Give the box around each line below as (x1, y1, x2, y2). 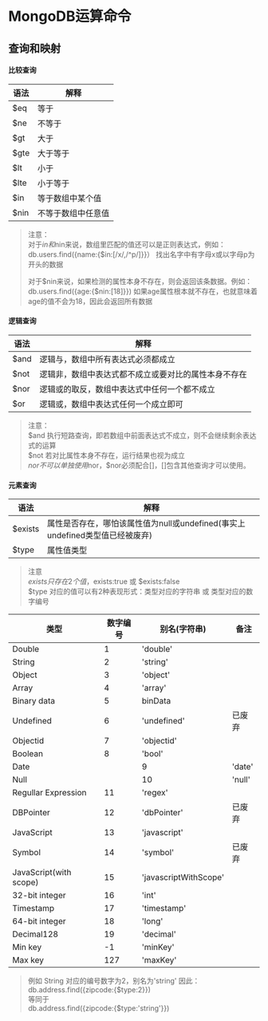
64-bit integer (12, 916, 66, 927)
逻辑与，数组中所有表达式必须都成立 (39, 353, 175, 365)
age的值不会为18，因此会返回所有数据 (27, 296, 153, 306)
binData (141, 696, 171, 707)
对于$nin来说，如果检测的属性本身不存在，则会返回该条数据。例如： (27, 276, 253, 286)
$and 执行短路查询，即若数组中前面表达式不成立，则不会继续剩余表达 (27, 430, 257, 440)
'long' (141, 916, 164, 927)
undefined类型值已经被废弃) (46, 530, 153, 541)
